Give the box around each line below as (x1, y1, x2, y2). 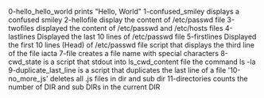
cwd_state (8, 57, 42, 66)
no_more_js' (8, 74, 49, 83)
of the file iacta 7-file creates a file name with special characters (8, 49, 219, 58)
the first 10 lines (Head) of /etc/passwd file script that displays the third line (8, 40, 254, 50)
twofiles (8, 24, 34, 32)
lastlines (8, 32, 36, 41)
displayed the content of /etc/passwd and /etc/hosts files (35, 24, 224, 32)
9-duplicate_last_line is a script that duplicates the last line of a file (8, 66, 227, 74)
